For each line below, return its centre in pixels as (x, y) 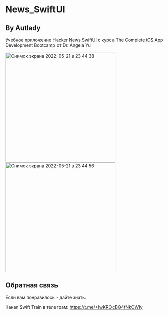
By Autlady (23, 28)
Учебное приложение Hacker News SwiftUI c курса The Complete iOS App (84, 40)
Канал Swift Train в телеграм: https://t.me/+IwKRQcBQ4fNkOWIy (74, 307)
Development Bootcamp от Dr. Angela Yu (48, 45)
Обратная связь (32, 285)
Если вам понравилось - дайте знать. (46, 297)
